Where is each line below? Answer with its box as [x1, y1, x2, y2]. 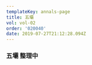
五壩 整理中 [6, 52, 39, 60]
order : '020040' [6, 25, 46, 32]
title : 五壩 [6, 14, 34, 20]
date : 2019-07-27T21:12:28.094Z [6, 31, 86, 37]
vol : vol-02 [6, 20, 36, 26]
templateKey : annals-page [6, 8, 70, 15]
